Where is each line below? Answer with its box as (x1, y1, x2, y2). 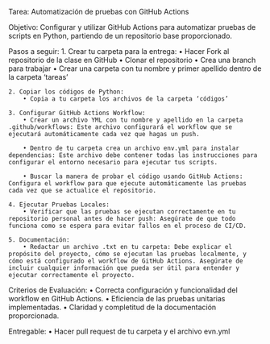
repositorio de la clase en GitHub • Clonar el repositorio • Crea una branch (8, 56, 256, 64)
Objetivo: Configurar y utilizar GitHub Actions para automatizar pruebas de (8, 23, 256, 31)
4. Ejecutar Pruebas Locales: (8, 201, 110, 209)
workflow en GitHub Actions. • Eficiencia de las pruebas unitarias (8, 294, 226, 303)
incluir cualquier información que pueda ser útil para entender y (8, 264, 240, 272)
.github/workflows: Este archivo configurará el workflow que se (8, 123, 232, 131)
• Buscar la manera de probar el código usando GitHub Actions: (23, 172, 243, 180)
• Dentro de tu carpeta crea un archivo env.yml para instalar (23, 144, 240, 152)
